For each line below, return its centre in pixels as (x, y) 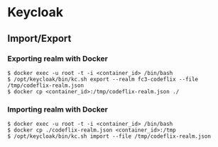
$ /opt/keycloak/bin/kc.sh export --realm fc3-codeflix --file (103, 79)
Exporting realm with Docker (58, 59)
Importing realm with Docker (58, 109)
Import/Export (39, 39)
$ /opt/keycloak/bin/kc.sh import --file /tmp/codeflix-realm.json (109, 136)
